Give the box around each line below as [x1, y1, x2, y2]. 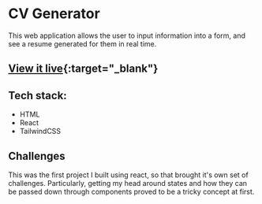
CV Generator [8, 5, 100, 23]
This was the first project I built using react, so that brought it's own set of [8, 170, 249, 180]
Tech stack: [8, 88, 67, 102]
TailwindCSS [19, 127, 62, 136]
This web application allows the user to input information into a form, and [8, 31, 246, 40]
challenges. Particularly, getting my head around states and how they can [8, 178, 247, 187]
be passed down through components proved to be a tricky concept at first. [8, 187, 255, 196]
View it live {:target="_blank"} [8, 62, 159, 76]
